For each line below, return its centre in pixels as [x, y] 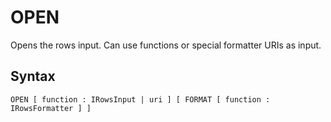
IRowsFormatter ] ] [51, 108]
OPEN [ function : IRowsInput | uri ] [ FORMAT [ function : [140, 99]
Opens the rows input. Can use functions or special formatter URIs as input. [166, 45]
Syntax [33, 76]
